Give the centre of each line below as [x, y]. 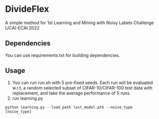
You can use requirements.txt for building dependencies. [63, 55]
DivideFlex [27, 9]
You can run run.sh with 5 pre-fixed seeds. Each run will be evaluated [82, 83]
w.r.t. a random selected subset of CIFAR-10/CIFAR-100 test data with [82, 88]
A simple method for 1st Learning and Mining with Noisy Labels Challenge [79, 23]
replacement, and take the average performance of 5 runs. [71, 93]
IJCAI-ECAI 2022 [22, 28]
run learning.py [27, 98]
